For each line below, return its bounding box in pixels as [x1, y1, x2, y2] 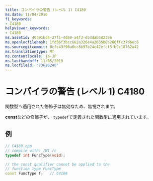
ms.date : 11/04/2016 [5, 12, 48, 17]
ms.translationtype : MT [5, 49, 55, 54]
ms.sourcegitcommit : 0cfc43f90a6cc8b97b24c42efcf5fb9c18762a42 [5, 44, 139, 49]
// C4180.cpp [5, 143, 32, 149]
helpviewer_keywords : [5, 26, 50, 31]
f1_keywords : [5, 16, 32, 21]
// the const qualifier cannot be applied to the [5, 162, 110, 167]
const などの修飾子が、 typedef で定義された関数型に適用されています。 [5, 114, 151, 120]
